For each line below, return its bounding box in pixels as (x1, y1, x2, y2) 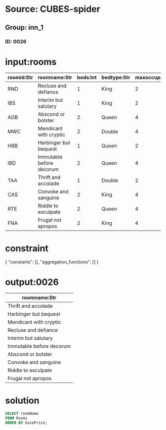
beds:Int (77, 74, 97, 81)
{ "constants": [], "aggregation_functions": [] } (5, 259, 99, 265)
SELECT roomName (5, 411, 39, 416)
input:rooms (5, 56, 57, 67)
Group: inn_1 (5, 23, 43, 32)
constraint (5, 242, 48, 254)
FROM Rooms (5, 416, 28, 421)
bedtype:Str (101, 74, 130, 81)
